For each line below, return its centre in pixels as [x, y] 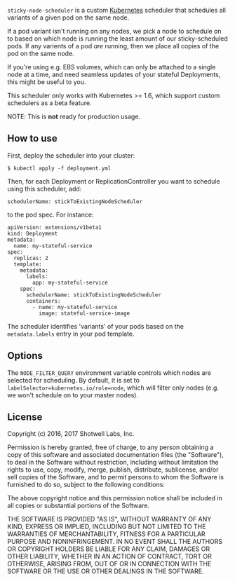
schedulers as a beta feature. [50, 103]
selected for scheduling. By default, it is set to [74, 380]
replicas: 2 [31, 258]
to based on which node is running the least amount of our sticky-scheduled [117, 39]
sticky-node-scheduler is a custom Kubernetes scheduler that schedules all [117, 10]
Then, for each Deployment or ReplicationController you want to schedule [114, 181]
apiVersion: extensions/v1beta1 [54, 227]
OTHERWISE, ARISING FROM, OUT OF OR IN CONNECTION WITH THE [109, 564]
